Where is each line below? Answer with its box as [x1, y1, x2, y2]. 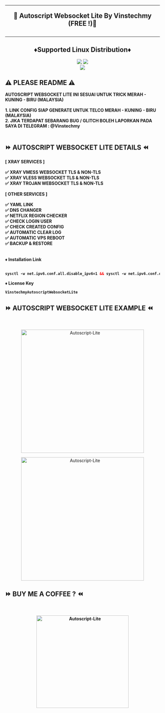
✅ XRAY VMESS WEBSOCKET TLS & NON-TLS [5, 169, 101, 175]
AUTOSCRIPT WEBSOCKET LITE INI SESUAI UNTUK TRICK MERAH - [5, 92, 146, 98]
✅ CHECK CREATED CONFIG [5, 224, 64, 230]
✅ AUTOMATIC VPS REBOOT [5, 235, 65, 241]
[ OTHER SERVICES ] [5, 191, 48, 197]
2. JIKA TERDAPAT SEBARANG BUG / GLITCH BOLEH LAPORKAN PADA [5, 118, 152, 124]
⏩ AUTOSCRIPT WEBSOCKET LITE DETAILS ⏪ [5, 143, 149, 151]
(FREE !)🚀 [68, 19, 97, 28]
